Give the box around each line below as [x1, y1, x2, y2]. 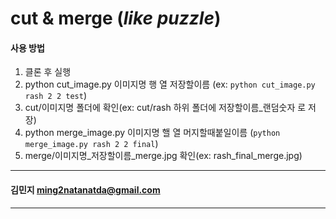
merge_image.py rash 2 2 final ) [24, 138, 159, 150]
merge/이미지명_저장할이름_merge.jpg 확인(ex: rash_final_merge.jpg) [24, 150, 303, 162]
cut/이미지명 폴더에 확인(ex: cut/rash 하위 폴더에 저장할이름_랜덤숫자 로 [24, 102, 307, 114]
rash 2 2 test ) [24, 90, 87, 102]
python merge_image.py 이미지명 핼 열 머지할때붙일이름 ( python [24, 127, 281, 139]
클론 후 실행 [24, 66, 72, 78]
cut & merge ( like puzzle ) [10, 7, 222, 30]
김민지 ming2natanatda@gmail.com [10, 183, 161, 196]
